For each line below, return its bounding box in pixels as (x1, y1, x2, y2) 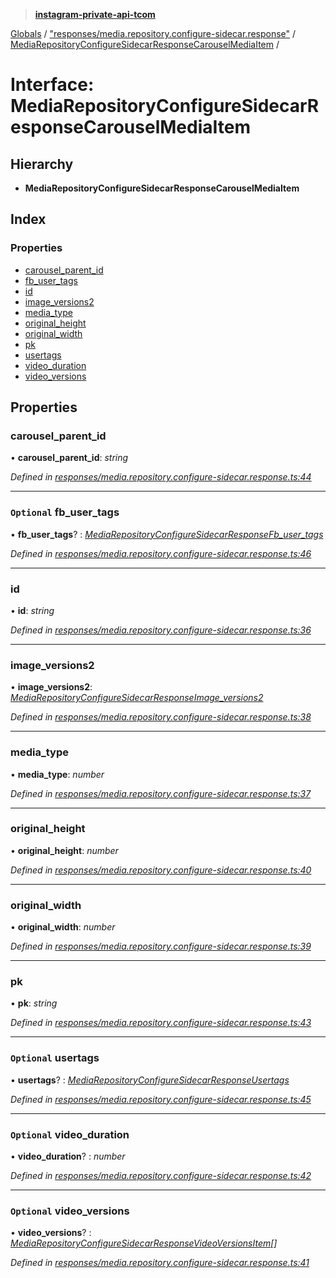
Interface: (10, 74, 95, 96)
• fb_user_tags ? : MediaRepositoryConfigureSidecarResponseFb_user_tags (10, 528, 324, 540)
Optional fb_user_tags (10, 505, 120, 519)
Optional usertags (10, 1051, 100, 1065)
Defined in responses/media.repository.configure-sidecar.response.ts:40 (10, 864, 312, 876)
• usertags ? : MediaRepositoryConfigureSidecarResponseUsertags (10, 1074, 290, 1086)
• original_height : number (10, 844, 119, 856)
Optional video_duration (10, 1127, 130, 1141)
